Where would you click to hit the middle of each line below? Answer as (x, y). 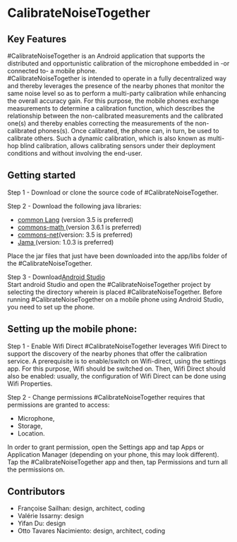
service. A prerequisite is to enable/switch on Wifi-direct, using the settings (117, 361)
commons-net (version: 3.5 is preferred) (75, 235)
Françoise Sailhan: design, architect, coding (81, 508)
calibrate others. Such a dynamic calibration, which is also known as (107, 138)
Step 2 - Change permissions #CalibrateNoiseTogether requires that (106, 397)
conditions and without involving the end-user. (75, 153)
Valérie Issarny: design (51, 516)
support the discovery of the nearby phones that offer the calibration (107, 353)
